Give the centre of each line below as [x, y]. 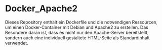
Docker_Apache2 [41, 9]
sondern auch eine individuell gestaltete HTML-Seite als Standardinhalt [77, 38]
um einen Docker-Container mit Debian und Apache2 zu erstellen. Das [77, 27]
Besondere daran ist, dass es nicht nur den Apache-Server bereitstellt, [77, 32]
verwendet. [17, 43]
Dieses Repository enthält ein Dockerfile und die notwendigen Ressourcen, [81, 22]
